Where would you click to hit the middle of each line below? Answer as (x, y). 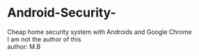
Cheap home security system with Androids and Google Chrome (100, 32)
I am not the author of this (44, 39)
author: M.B (24, 46)
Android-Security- (62, 13)
